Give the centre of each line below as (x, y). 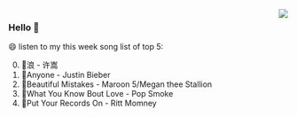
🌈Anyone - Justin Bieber (66, 75)
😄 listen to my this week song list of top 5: (86, 47)
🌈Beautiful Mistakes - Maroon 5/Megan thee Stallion (117, 84)
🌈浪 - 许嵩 (39, 65)
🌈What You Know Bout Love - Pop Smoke (97, 94)
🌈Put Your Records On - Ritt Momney (89, 103)
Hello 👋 (24, 27)
